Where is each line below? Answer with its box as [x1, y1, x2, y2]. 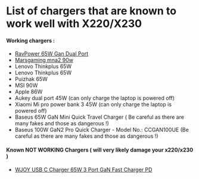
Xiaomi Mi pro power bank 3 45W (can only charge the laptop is [14, 101, 172, 108]
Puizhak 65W [14, 76, 48, 83]
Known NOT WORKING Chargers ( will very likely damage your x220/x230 [6, 146, 194, 153]
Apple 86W [14, 88, 43, 95]
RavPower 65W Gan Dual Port [14, 50, 89, 57]
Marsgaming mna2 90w [14, 57, 73, 64]
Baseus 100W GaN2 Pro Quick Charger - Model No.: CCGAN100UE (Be [14, 126, 189, 134]
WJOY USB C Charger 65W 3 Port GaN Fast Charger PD [14, 166, 153, 173]
